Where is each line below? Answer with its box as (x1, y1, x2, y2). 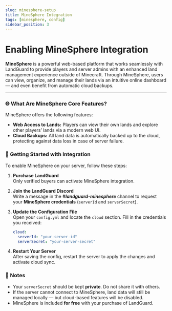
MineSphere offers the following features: (5, 112, 93, 118)
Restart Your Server (12, 248, 56, 254)
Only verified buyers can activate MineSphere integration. (12, 178, 135, 184)
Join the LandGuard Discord (12, 188, 74, 194)
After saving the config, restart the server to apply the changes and (12, 254, 155, 260)
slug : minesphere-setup (5, 7, 56, 13)
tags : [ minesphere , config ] (5, 17, 66, 22)
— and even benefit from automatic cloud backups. (5, 82, 114, 89)
